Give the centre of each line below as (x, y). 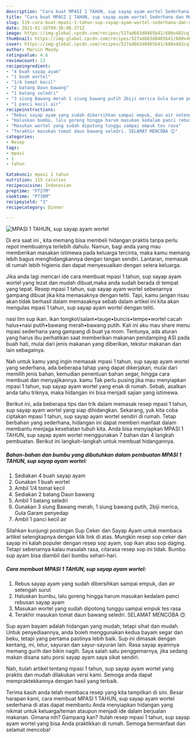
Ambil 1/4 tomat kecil (40, 488)
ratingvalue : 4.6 (27, 55)
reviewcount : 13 (26, 60)
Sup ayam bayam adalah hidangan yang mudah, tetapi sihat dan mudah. (93, 626)
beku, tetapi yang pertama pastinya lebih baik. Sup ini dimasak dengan (91, 638)
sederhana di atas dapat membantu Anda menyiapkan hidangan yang (90, 705)
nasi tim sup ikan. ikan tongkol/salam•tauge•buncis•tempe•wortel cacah (94, 319)
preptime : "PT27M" (28, 191)
